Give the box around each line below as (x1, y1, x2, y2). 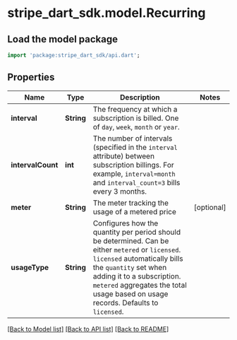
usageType (11, 262, 49, 272)
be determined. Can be (92, 235, 169, 245)
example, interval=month (92, 168, 176, 178)
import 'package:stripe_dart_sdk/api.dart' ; (7, 52, 140, 59)
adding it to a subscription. (92, 271, 181, 281)
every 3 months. (92, 186, 147, 196)
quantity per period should (92, 227, 181, 237)
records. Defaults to (92, 298, 159, 307)
